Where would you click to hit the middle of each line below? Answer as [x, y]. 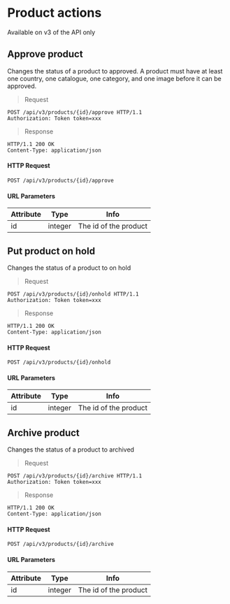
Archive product [44, 432]
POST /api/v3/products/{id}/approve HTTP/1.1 [74, 112]
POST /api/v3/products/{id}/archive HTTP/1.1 [74, 476]
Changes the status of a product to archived [71, 450]
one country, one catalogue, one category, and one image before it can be [114, 78]
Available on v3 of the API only [51, 32]
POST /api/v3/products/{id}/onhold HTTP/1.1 [73, 294]
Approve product [45, 54]
